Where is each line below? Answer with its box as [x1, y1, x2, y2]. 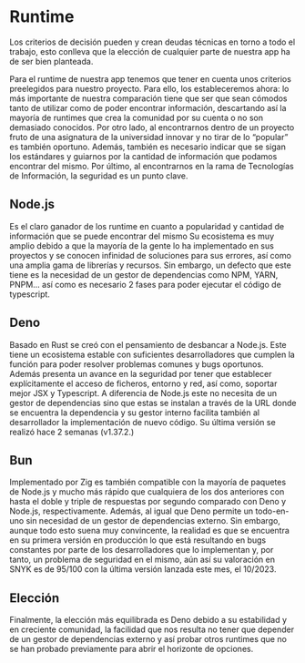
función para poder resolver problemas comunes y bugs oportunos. [9, 358, 264, 370]
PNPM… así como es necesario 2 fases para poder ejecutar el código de [9, 279, 282, 290]
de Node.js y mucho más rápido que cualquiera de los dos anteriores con [9, 486, 285, 497]
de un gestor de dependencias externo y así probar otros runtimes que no [9, 634, 287, 645]
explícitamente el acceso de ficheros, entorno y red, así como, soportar [9, 378, 278, 389]
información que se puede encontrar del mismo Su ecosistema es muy [9, 230, 275, 241]
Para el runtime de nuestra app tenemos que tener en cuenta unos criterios [9, 73, 291, 84]
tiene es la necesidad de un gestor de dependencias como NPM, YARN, [9, 269, 279, 280]
